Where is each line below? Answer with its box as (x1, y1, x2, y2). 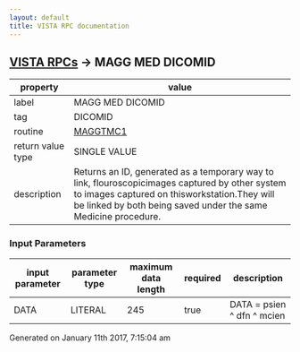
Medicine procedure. (73, 210, 162, 223)
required (184, 271, 221, 284)
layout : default (9, 13, 70, 22)
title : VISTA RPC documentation (9, 21, 129, 30)
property (20, 82, 59, 94)
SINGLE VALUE (73, 145, 137, 158)
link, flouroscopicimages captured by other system (73, 176, 287, 189)
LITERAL (70, 304, 107, 316)
